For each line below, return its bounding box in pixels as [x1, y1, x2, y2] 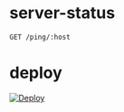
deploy [9, 62, 63, 83]
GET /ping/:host [9, 33, 71, 42]
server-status [9, 3, 116, 23]
